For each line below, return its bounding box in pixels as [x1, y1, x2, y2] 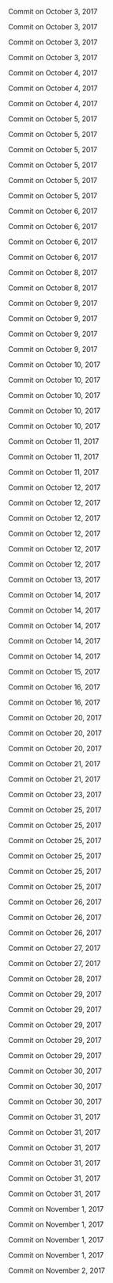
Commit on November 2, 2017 [8, 1266, 105, 1275]
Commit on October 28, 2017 [8, 974, 102, 983]
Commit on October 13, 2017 [8, 575, 101, 584]
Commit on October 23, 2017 [8, 790, 102, 799]
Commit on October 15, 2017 [8, 667, 100, 676]
